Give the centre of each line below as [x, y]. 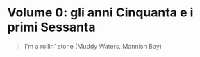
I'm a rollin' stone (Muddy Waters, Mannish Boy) [93, 46]
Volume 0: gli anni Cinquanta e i [100, 13]
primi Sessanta [51, 27]
